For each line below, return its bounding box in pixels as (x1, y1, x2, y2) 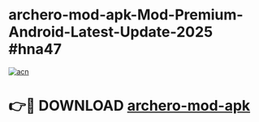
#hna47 (8, 40, 63, 58)
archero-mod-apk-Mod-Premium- (8, 6, 244, 24)
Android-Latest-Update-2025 (8, 23, 214, 41)
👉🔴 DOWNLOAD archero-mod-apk (8, 97, 251, 115)
